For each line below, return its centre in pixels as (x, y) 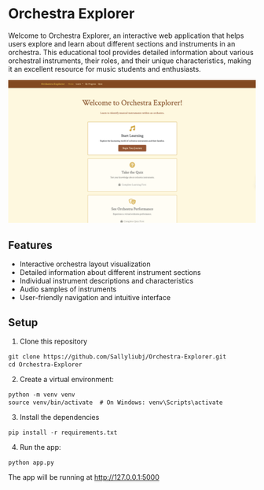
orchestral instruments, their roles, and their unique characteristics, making (130, 61)
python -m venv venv (42, 395)
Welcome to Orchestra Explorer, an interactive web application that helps (126, 35)
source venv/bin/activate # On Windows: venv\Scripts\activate (115, 403)
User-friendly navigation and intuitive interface (95, 298)
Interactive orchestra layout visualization (85, 264)
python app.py (31, 462)
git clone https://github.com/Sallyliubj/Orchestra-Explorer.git (117, 356)
